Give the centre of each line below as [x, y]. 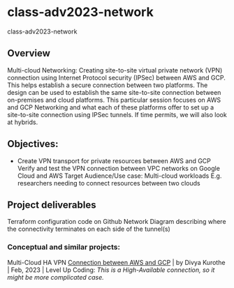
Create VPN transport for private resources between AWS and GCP [114, 160]
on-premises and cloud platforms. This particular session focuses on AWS [114, 100]
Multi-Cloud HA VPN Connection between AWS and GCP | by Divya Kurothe [116, 262]
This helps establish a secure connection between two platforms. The [108, 85]
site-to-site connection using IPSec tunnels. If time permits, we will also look [117, 114]
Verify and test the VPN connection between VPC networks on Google [118, 168]
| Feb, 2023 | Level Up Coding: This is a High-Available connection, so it [111, 270]
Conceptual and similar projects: [64, 247]
